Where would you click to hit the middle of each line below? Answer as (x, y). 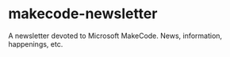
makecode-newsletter (83, 14)
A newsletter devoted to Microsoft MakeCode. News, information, (115, 36)
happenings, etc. (36, 44)
